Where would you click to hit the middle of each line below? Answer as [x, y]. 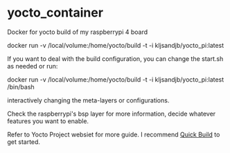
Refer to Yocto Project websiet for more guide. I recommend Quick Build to [114, 134]
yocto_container [55, 13]
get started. [24, 142]
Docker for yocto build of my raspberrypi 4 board [78, 32]
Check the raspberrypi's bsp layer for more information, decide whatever [112, 114]
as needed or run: [33, 66]
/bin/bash [21, 87]
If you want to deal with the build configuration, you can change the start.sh [115, 58]
